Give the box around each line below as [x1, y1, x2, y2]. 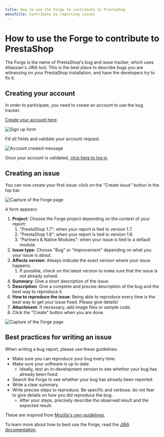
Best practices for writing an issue [5, 333, 112, 341]
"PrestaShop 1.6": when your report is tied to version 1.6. [19, 231, 134, 238]
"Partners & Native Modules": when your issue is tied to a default [19, 237, 151, 243]
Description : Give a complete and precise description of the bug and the [12, 284, 159, 290]
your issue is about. [12, 252, 52, 258]
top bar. [5, 187, 21, 194]
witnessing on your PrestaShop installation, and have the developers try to [5, 70, 155, 76]
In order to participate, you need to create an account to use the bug [5, 102, 143, 108]
